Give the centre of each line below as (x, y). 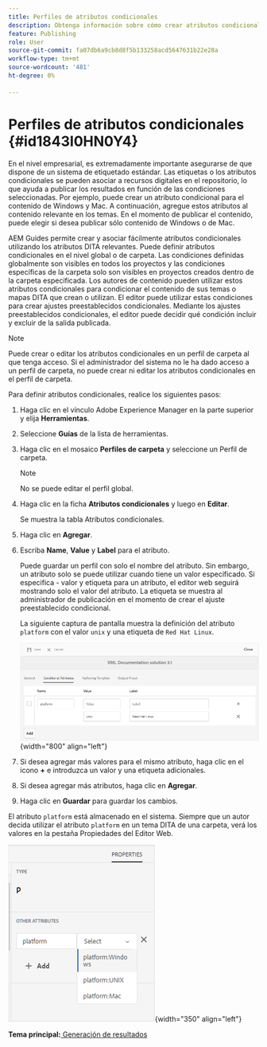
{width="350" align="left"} (198, 1018)
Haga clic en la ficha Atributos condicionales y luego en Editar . (125, 504)
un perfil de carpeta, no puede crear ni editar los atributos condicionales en (132, 370)
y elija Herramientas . (54, 418)
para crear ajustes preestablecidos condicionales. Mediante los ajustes (124, 306)
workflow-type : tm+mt (44, 59)
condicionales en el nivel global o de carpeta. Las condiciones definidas (126, 255)
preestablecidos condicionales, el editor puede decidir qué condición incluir (132, 314)
